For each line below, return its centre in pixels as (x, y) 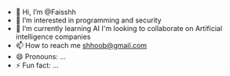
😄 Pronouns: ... (41, 57)
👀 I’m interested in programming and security (89, 20)
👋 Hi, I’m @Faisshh (46, 12)
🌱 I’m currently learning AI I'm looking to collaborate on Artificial (119, 28)
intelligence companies (53, 36)
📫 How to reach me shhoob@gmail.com (81, 45)
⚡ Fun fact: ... (37, 65)
